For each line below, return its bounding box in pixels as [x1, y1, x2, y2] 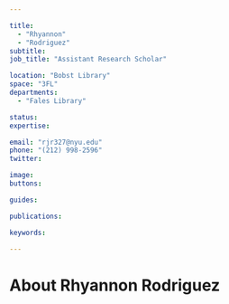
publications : [9, 212, 63, 221]
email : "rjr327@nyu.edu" [9, 138, 103, 147]
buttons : [9, 179, 42, 188]
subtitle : [9, 46, 47, 55]
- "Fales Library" [17, 96, 87, 105]
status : [9, 112, 39, 122]
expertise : [9, 121, 50, 130]
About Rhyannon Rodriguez [9, 275, 221, 295]
